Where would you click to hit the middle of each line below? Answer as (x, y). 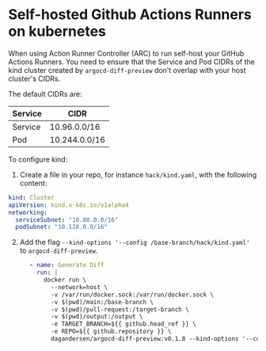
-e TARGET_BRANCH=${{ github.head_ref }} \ (123, 324)
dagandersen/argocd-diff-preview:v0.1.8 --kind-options (144, 339)
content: (33, 183)
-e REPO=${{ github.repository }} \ (111, 332)
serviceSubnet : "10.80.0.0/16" (67, 219)
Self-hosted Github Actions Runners (130, 15)
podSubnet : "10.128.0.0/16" (62, 227)
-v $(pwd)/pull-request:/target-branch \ (120, 309)
